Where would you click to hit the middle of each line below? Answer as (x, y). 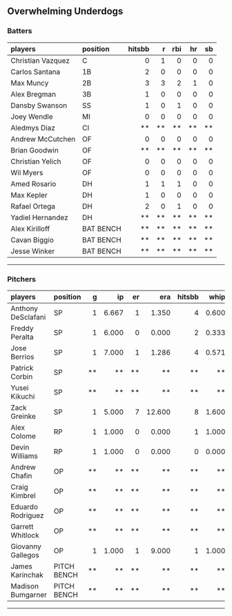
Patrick (22, 368)
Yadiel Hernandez (39, 217)
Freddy (22, 328)
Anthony (24, 308)
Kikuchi (23, 396)
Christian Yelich (36, 161)
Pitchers (22, 279)
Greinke (23, 416)
